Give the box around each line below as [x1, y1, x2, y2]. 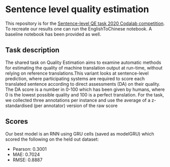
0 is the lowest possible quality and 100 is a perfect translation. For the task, [5, 91, 164, 97]
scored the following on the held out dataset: [5, 136, 99, 142]
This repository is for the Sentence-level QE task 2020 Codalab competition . [5, 20, 165, 26]
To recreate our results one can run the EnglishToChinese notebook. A [5, 25, 152, 31]
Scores [5, 117, 28, 126]
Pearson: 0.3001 [12, 146, 47, 152]
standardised [5, 103, 33, 109]
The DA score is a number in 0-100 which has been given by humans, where [5, 86, 165, 92]
